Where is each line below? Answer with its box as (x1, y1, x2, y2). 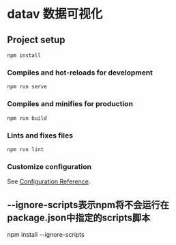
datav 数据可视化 (7, 6, 103, 22)
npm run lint (7, 146, 44, 153)
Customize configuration (7, 162, 92, 171)
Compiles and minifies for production (7, 99, 133, 109)
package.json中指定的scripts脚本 (7, 211, 151, 223)
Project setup (7, 34, 66, 45)
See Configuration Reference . (7, 177, 91, 185)
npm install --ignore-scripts (7, 231, 85, 238)
